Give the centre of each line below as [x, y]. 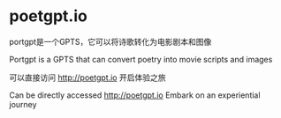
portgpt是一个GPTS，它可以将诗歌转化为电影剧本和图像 [110, 41]
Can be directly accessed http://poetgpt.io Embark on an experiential [135, 95]
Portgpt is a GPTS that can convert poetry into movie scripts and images [141, 59]
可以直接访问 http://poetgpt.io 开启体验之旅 [87, 77]
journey [23, 104]
